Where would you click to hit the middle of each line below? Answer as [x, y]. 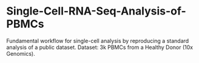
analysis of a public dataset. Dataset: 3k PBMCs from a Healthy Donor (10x [99, 47]
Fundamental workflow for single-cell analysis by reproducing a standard [98, 41]
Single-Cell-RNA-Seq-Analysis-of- [96, 11]
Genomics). [21, 53]
